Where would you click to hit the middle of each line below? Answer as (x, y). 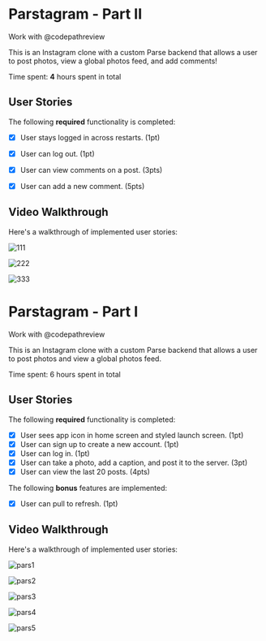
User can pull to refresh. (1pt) (69, 503)
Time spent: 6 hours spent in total (65, 374)
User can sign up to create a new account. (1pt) (99, 444)
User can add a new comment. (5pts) (82, 186)
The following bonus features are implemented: (88, 488)
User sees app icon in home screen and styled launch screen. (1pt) (132, 435)
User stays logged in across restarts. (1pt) (90, 137)
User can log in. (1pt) (55, 453)
